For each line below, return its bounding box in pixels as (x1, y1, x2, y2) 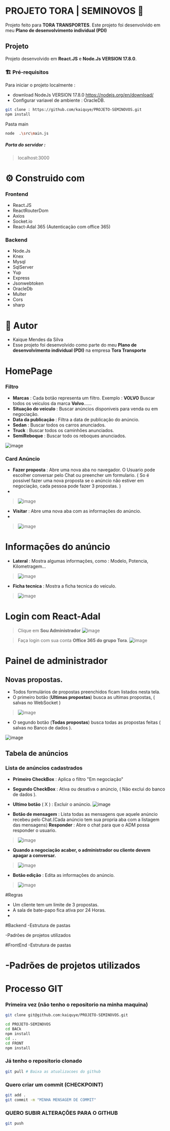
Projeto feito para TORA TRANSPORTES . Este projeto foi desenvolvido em (5, 22, 161, 28)
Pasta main (5, 121, 29, 127)
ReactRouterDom (12, 207, 49, 213)
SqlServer (12, 264, 34, 270)
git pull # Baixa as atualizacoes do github (5, 1069, 101, 1074)
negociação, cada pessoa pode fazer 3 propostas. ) (12, 483, 121, 489)
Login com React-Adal (5, 610, 100, 622)
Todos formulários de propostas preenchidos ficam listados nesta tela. (12, 689, 161, 695)
